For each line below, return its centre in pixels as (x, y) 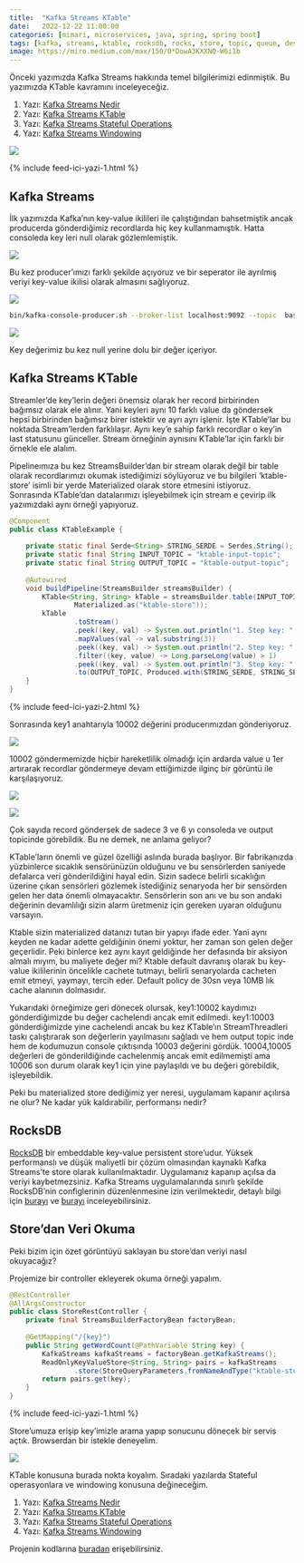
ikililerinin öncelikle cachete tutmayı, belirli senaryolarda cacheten (154, 971)
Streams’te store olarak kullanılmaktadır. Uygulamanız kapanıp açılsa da (143, 1171)
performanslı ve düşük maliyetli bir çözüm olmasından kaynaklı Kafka (138, 1162)
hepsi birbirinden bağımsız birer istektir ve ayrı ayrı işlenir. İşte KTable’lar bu (150, 419)
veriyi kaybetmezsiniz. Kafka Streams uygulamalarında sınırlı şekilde (137, 1181)
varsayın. (26, 915)
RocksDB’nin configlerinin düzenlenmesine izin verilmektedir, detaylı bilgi (145, 1191)
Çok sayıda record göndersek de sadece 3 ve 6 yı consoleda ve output (142, 830)
